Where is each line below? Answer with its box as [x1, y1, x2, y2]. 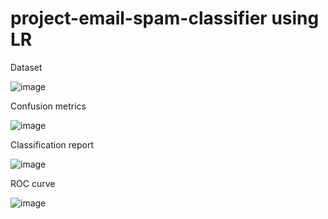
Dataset [10, 61, 43, 73]
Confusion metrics [10, 100, 87, 112]
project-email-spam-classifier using [10, 7, 320, 30]
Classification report [10, 138, 95, 151]
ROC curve [10, 177, 56, 189]
